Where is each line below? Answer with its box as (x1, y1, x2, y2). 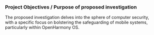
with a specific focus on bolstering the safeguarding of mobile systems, (5, 19, 148, 25)
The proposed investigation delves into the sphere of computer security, (5, 15, 149, 20)
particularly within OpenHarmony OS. (5, 25, 80, 30)
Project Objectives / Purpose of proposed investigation (5, 4, 137, 10)
